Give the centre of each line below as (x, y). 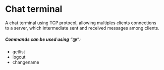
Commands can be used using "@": (43, 39)
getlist (19, 52)
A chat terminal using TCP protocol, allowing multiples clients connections (81, 23)
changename (26, 62)
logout (19, 57)
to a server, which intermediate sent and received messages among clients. (82, 28)
